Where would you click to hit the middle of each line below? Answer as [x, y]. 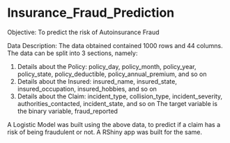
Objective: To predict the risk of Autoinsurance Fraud [83, 32]
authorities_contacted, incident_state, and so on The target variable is [117, 103]
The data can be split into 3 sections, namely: [72, 53]
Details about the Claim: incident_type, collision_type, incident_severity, [120, 96]
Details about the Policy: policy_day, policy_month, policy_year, [107, 66]
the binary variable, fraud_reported [68, 111]
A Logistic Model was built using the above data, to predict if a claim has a [114, 124]
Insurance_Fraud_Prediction [91, 13]
